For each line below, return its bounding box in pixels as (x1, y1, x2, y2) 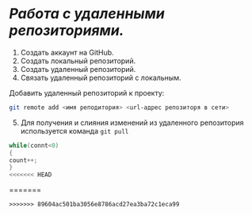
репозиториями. (9, 21, 124, 40)
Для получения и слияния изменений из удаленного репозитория (20, 118, 244, 127)
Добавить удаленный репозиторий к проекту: (9, 88, 165, 97)
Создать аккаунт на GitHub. (20, 47, 114, 57)
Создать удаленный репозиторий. (20, 64, 136, 74)
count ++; (9, 156, 38, 164)
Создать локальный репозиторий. (20, 56, 136, 66)
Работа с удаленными (9, 5, 165, 23)
